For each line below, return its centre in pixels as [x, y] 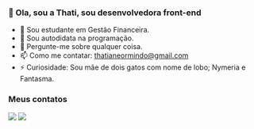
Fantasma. [37, 79]
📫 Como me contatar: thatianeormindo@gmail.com [104, 55]
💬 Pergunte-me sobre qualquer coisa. [81, 47]
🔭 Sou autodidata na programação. [77, 38]
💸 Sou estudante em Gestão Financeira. [85, 30]
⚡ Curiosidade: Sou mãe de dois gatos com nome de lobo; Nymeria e [133, 67]
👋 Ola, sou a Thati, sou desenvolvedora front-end [105, 13]
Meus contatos [38, 100]
